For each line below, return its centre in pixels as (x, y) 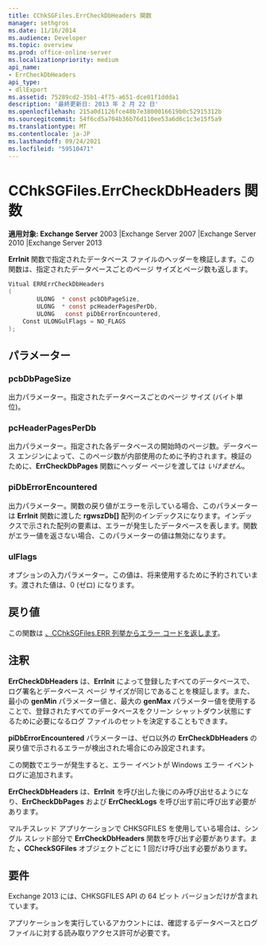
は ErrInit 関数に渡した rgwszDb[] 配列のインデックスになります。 (116, 515)
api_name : (25, 68)
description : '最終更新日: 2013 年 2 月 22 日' (83, 104)
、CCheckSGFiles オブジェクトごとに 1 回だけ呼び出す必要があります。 (134, 848)
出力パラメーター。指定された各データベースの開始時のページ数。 (116, 446)
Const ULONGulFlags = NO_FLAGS (74, 321)
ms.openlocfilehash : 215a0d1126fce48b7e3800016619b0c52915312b (115, 112)
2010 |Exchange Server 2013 (55, 243)
